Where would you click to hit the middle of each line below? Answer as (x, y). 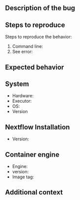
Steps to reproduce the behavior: (39, 37)
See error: (22, 52)
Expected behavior (35, 67)
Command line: (27, 46)
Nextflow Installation (38, 127)
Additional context (34, 192)
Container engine (32, 154)
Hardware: (23, 96)
